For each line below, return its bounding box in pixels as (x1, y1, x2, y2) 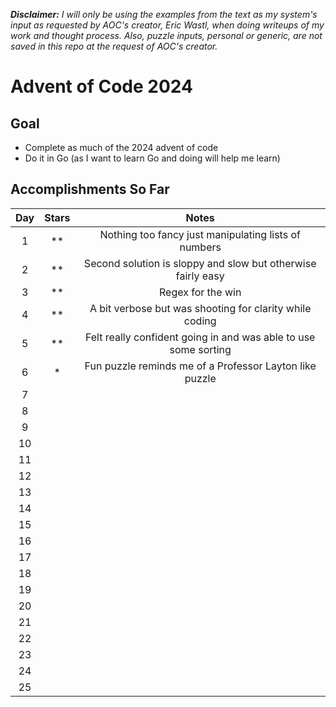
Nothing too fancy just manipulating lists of (99, 227, 301, 241)
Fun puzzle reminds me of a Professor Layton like (84, 359, 317, 373)
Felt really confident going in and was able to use (84, 330, 316, 344)
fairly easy (175, 269, 225, 283)
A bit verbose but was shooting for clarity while (89, 301, 312, 315)
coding (183, 314, 217, 328)
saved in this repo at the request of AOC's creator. (10, 40, 218, 52)
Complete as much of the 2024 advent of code (24, 142, 219, 153)
